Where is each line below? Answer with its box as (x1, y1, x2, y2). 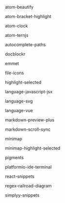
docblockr (5, 51, 26, 57)
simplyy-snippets (5, 192, 40, 198)
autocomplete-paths (5, 42, 46, 48)
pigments (5, 155, 24, 160)
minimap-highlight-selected (5, 145, 61, 151)
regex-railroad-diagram (5, 183, 52, 188)
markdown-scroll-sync (5, 126, 51, 132)
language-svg (5, 98, 33, 104)
